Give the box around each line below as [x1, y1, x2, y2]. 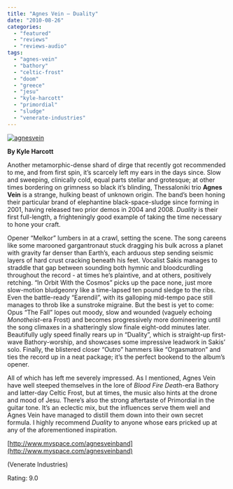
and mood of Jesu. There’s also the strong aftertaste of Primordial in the [7, 396, 215, 404]
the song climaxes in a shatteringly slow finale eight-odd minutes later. [7, 323, 211, 331]
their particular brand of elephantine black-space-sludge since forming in [7, 197, 219, 206]
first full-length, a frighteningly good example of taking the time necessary [7, 213, 223, 221]
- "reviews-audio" [13, 43, 68, 50]
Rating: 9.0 [7, 474, 38, 482]
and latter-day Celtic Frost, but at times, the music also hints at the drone [7, 388, 218, 397]
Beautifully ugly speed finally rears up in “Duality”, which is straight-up [7, 330, 211, 339]
